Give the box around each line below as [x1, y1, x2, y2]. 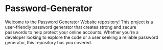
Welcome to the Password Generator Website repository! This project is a [5, 19, 153, 25]
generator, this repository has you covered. [5, 39, 92, 45]
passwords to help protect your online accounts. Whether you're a [5, 29, 139, 35]
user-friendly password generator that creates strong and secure [5, 24, 137, 30]
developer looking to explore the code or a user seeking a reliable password [5, 34, 159, 40]
